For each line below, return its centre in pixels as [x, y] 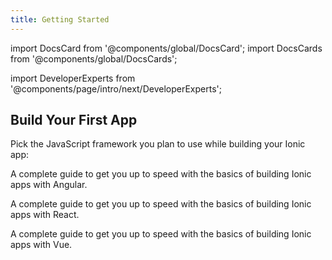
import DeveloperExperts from [73, 78]
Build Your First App [74, 120]
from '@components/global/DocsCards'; [94, 58]
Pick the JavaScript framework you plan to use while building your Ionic [158, 144]
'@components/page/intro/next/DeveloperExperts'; [116, 88]
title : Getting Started [60, 19]
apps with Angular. [49, 185]
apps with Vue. [41, 245]
